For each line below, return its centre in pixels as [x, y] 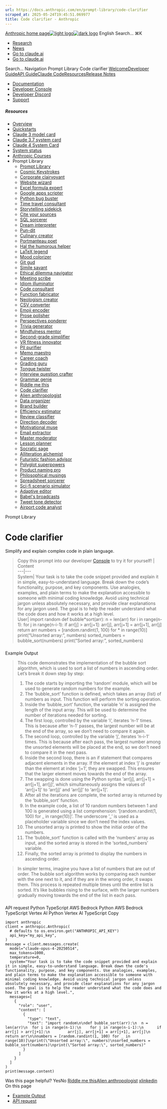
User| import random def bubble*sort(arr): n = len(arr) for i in [80, 619]
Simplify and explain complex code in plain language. [60, 551]
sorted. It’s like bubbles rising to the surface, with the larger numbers [88, 890]
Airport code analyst [41, 507]
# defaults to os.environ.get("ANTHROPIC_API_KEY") [65, 931]
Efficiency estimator [40, 411]
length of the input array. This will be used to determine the [86, 710]
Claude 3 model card [34, 135]
